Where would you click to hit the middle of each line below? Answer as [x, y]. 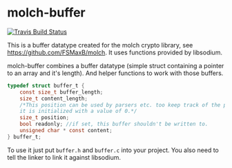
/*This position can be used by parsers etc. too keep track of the [120, 105]
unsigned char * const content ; [66, 131]
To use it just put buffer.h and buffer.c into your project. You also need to [113, 150]
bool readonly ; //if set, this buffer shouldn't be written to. [114, 124]
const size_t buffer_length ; [61, 92]
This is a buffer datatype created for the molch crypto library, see [100, 45]
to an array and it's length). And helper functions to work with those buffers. [115, 73]
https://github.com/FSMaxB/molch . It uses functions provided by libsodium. [115, 52]
